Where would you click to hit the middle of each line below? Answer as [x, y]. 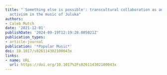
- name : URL [17, 60]
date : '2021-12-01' [25, 28]
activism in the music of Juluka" [45, 14]
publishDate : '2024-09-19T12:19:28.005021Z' [52, 33]
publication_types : [25, 37]
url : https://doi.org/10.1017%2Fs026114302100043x [63, 65]
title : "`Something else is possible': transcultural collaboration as [81, 10]
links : [12, 56]
